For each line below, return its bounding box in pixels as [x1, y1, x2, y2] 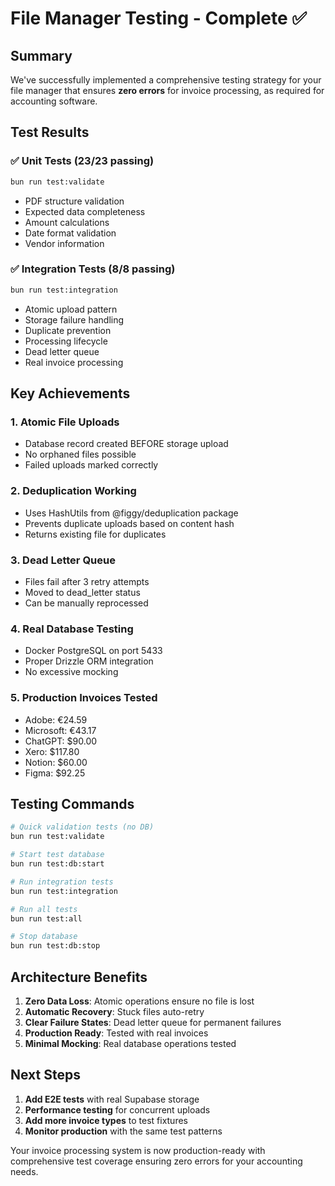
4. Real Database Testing [10, 622, 134, 636]
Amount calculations [24, 216, 110, 228]
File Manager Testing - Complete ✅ [10, 7, 307, 30]
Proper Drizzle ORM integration [24, 655, 154, 667]
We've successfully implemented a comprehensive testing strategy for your [10, 74, 322, 86]
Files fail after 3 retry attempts [24, 576, 150, 588]
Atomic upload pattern [24, 303, 118, 315]
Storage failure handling [24, 313, 125, 326]
